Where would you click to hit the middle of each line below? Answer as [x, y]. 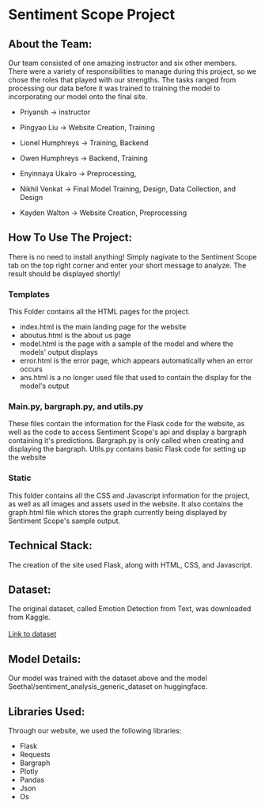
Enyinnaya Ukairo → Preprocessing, [78, 173]
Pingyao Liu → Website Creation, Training [87, 127]
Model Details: [45, 659]
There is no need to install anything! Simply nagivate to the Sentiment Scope [132, 256]
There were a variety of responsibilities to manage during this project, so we [132, 71]
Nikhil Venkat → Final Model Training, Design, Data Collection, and [127, 189]
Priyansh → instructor [55, 112]
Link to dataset [32, 634]
